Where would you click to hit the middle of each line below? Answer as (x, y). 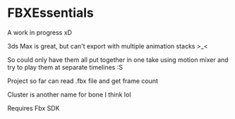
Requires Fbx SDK (34, 108)
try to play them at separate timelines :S (65, 67)
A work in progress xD (40, 32)
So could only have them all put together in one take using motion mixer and (118, 60)
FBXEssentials (50, 13)
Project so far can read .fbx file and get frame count (83, 81)
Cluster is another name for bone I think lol (69, 94)
